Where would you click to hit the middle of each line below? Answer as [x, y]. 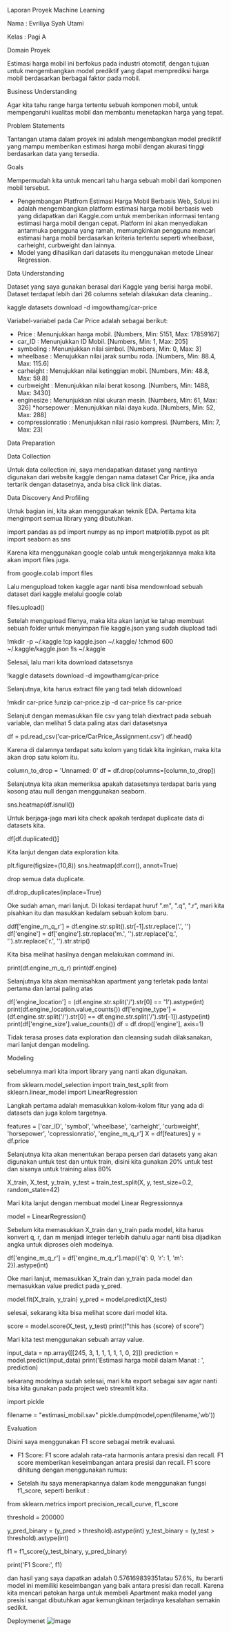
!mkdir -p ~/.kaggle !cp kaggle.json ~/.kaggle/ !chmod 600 [90, 641]
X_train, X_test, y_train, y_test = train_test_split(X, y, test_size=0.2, [100, 1182]
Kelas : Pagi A [27, 37]
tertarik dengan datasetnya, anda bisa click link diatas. [84, 484]
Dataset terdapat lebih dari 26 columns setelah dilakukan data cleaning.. [110, 294]
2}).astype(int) [28, 1265]
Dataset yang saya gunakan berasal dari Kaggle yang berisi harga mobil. [110, 287]
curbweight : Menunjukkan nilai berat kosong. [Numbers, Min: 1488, [113, 385]
